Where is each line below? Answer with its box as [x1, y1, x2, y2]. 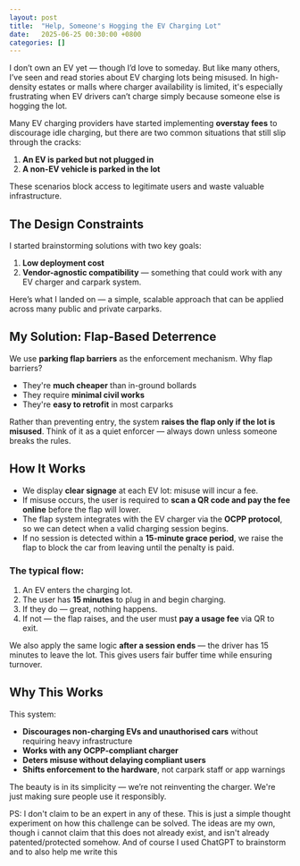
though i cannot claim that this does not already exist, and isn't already [9, 827, 270, 837]
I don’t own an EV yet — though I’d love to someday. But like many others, [9, 63, 280, 73]
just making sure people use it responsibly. [9, 791, 167, 802]
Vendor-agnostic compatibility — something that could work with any [21, 267, 283, 278]
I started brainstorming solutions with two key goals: [9, 241, 202, 251]
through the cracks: [9, 137, 82, 148]
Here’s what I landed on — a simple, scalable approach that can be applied [9, 294, 284, 305]
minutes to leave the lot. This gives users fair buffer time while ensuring [9, 649, 272, 660]
